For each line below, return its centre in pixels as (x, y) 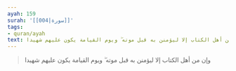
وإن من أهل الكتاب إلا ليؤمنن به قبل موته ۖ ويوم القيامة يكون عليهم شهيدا (118, 60)
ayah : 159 (22, 14)
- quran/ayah (26, 33)
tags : (15, 27)
